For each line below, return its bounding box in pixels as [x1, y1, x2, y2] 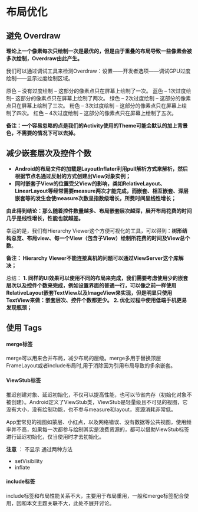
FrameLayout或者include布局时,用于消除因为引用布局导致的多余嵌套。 [6, 362, 176, 369]
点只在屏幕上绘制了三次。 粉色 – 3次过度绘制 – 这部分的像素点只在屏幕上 [6, 102, 182, 109]
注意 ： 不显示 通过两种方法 [6, 445, 72, 452]
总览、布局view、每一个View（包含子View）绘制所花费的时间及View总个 [11, 234, 190, 242]
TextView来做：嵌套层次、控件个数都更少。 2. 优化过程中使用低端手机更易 [6, 296, 187, 304]
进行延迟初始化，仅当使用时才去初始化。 [6, 433, 104, 440]
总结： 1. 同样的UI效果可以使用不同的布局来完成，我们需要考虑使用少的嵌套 [6, 274, 189, 281]
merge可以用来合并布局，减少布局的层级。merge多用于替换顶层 [6, 355, 161, 362]
